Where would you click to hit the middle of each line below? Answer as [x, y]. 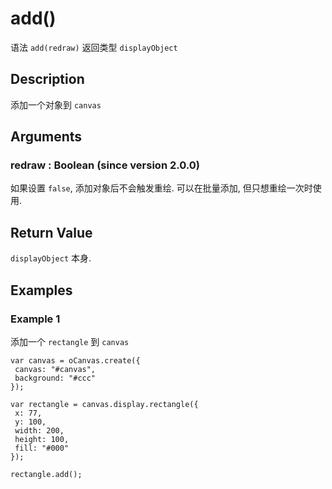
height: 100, [42, 439]
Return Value [51, 232]
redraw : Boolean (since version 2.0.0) [105, 165]
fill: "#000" [42, 448]
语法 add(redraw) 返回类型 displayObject [94, 47]
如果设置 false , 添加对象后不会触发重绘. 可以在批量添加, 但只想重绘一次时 [161, 188]
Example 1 [35, 319]
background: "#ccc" [55, 378]
